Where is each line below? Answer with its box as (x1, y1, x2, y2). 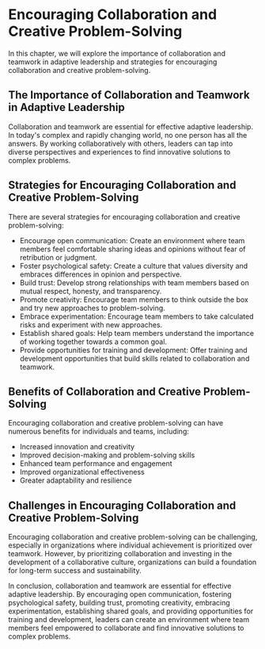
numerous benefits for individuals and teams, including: (8, 426, 190, 437)
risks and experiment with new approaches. (19, 319, 163, 330)
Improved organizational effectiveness (19, 468, 145, 477)
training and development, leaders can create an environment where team (8, 615, 250, 624)
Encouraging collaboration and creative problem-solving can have (8, 418, 224, 428)
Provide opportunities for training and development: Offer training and (19, 345, 248, 354)
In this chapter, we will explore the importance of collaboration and (8, 48, 225, 58)
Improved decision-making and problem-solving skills (19, 450, 195, 460)
